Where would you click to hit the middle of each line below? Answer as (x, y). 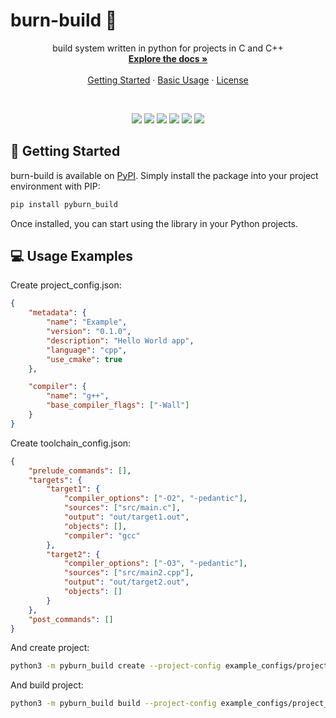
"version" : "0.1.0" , (89, 332)
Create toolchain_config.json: (71, 443)
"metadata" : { (57, 313)
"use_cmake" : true (84, 359)
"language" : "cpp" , (87, 350)
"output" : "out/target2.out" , (126, 582)
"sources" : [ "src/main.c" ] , (122, 508)
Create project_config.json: (66, 285)
